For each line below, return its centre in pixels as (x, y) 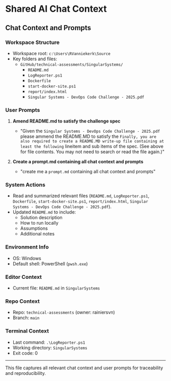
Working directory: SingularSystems (50, 347)
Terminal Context (27, 331)
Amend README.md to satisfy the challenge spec (66, 121)
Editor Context (24, 277)
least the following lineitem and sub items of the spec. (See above (92, 147)
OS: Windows (27, 258)
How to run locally (39, 223)
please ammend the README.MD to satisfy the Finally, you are (88, 136)
